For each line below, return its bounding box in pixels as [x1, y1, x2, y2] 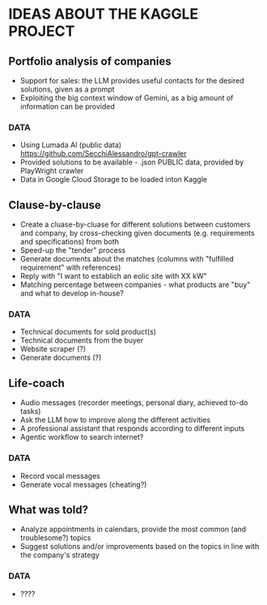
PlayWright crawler [19, 166, 84, 176]
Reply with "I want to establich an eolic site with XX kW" [19, 271, 208, 281]
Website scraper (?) [19, 344, 87, 354]
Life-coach [8, 376, 65, 390]
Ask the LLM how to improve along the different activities [19, 415, 211, 425]
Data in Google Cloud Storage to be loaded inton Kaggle [19, 175, 208, 185]
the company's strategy [19, 550, 100, 560]
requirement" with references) [19, 262, 121, 272]
